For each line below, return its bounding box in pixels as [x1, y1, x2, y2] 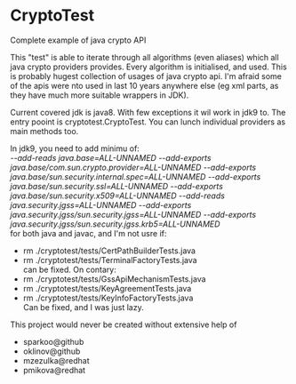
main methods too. [10, 125, 79, 136]
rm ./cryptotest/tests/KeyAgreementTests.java [22, 283, 192, 293]
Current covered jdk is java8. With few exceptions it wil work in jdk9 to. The [10, 107, 286, 117]
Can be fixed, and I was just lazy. [22, 301, 145, 312]
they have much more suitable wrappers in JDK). [10, 90, 189, 100]
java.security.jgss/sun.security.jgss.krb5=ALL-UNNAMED [10, 219, 220, 229]
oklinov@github [22, 346, 81, 356]
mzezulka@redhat [22, 355, 90, 365]
